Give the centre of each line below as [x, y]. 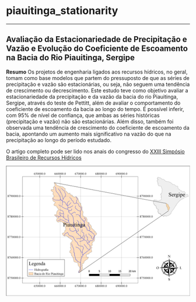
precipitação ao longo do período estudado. [59, 140]
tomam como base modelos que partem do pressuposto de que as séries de [98, 78]
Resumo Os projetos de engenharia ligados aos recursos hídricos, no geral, [97, 72]
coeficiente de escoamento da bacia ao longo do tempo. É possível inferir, [95, 109]
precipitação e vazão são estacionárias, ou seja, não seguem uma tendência [98, 84]
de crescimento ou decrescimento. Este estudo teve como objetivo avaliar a [97, 90]
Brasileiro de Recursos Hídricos [44, 157]
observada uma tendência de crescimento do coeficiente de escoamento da [98, 127]
